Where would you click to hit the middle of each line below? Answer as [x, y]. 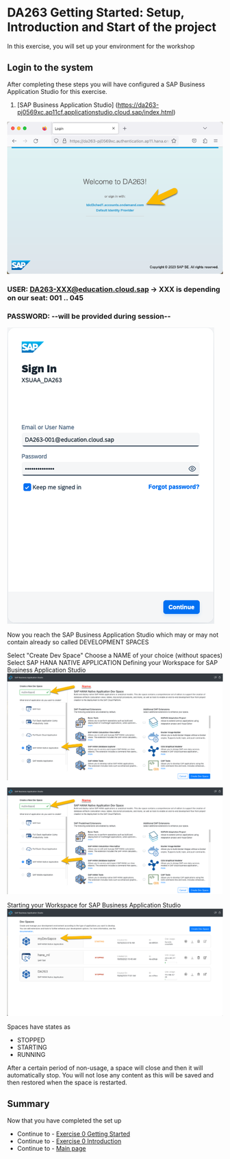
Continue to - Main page [51, 1148]
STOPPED [31, 1040]
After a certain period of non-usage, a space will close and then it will [105, 1068]
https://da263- [138, 105]
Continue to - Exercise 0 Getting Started [74, 1134]
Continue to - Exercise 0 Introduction [69, 1141]
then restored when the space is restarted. [67, 1083]
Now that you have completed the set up [64, 1120]
